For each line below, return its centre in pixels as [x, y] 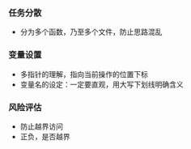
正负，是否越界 [45, 136]
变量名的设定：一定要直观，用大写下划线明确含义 [102, 84]
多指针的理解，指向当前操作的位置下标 [84, 74]
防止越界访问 [41, 126]
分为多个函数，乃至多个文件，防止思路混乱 [91, 32]
